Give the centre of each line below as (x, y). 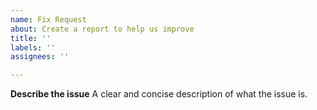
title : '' (31, 38)
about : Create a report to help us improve (102, 29)
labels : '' (33, 47)
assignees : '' (40, 57)
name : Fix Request (48, 19)
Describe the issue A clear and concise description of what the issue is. (159, 94)
